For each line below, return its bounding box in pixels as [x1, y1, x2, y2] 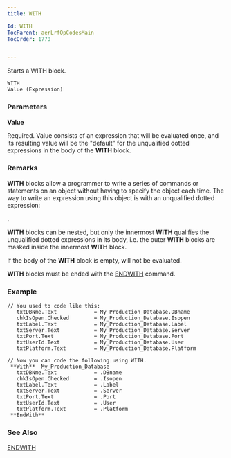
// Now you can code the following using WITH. [7, 358, 147, 364]
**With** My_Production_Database [10, 363, 110, 371]
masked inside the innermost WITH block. [7, 243, 127, 251]
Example [7, 287, 37, 297]
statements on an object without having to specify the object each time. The [7, 186, 225, 195]
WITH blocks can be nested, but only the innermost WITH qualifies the [7, 228, 210, 236]
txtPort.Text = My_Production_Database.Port [16, 333, 185, 340]
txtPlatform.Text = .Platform [16, 406, 129, 413]
